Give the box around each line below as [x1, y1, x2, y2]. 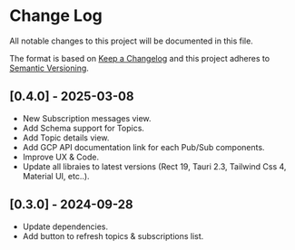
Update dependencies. [22, 221, 109, 232]
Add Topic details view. [22, 132, 110, 143]
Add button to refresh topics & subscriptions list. [22, 230, 204, 241]
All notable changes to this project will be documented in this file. [9, 35, 254, 46]
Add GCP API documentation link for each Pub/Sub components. [22, 141, 265, 152]
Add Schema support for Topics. [22, 122, 145, 133]
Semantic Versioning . [9, 62, 89, 73]
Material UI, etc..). [22, 170, 90, 181]
